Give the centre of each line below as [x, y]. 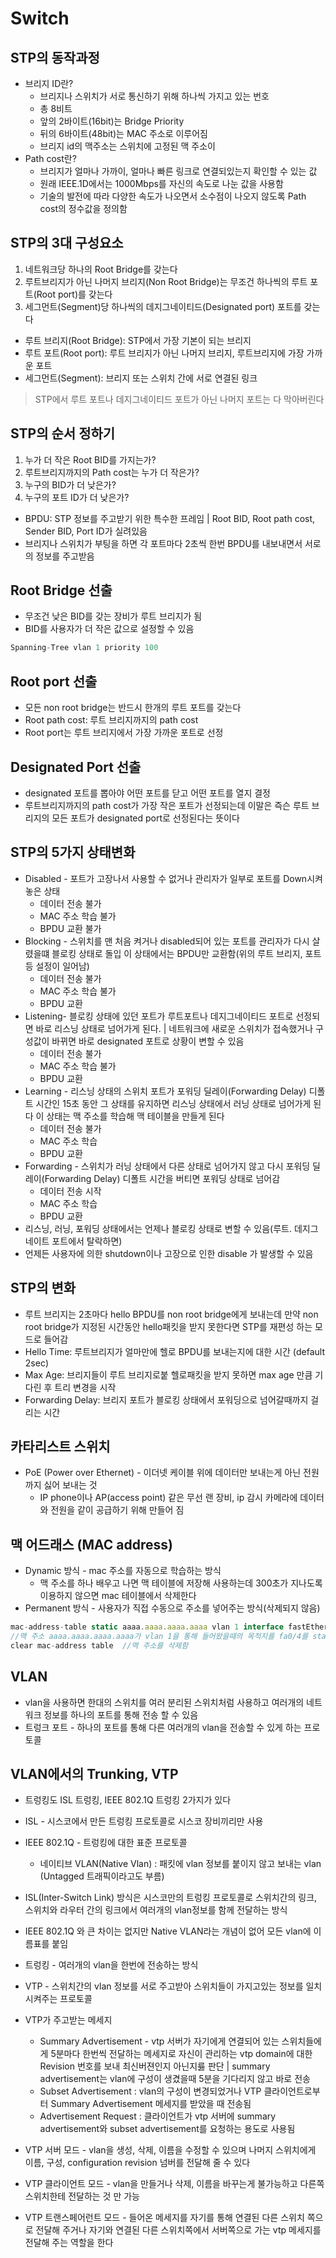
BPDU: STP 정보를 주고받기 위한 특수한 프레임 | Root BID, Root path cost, [170, 518]
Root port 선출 [54, 681]
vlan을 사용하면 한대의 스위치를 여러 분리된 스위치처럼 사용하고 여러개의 [164, 1702]
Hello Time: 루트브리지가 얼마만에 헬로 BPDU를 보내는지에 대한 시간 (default [174, 1351]
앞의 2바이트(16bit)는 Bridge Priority [112, 121]
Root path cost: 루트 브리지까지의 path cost [111, 720]
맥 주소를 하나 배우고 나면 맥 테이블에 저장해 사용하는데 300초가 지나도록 [181, 1583]
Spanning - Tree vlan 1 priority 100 [84, 648]
